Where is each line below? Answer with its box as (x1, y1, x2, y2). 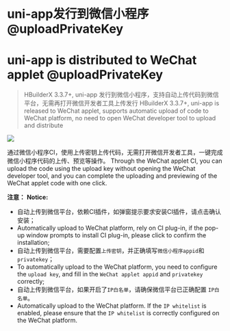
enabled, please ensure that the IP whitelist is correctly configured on (16, 309, 220, 317)
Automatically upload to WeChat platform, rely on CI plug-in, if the (16, 224, 203, 233)
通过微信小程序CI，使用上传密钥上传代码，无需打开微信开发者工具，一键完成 (7, 148, 223, 157)
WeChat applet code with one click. (7, 179, 107, 187)
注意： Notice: (7, 193, 49, 202)
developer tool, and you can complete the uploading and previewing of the (7, 172, 218, 180)
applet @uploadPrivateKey (7, 67, 163, 83)
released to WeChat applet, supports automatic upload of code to (23, 107, 209, 115)
